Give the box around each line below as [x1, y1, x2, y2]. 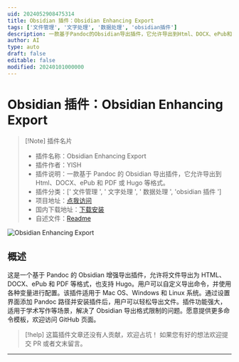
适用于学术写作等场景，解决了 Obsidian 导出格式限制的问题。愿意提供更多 [7, 306, 224, 315]
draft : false [7, 51, 46, 58]
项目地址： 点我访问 [35, 196, 92, 205]
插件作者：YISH [35, 160, 82, 169]
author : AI [7, 37, 40, 44]
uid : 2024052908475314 [7, 10, 75, 18]
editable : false [7, 57, 55, 64]
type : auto [7, 43, 40, 51]
